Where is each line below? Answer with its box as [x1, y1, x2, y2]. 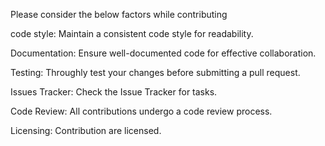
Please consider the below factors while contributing [10, 9, 228, 20]
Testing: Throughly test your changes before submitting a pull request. [10, 67, 301, 78]
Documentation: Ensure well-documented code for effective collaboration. [10, 47, 317, 59]
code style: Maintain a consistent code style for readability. [10, 28, 254, 39]
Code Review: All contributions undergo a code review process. [10, 105, 273, 117]
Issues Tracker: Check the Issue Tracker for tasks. [10, 86, 218, 98]
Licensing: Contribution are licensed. [10, 125, 162, 136]
